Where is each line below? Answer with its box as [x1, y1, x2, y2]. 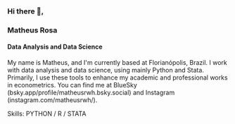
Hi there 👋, [7, 6, 44, 16]
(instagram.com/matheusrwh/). [7, 96, 98, 104]
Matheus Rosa [7, 25, 58, 35]
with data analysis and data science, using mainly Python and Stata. [7, 66, 204, 75]
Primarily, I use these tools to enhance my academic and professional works [7, 73, 228, 82]
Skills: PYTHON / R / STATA [7, 109, 87, 118]
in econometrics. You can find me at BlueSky [7, 81, 137, 89]
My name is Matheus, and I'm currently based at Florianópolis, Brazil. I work [7, 58, 227, 67]
